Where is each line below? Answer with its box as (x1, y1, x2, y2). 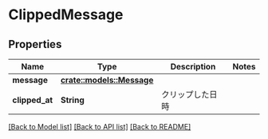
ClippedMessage (8, 6, 124, 24)
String (60, 94, 85, 105)
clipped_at (12, 94, 53, 105)
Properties (8, 38, 62, 51)
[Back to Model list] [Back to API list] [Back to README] (8, 122, 191, 131)
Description (170, 62, 216, 72)
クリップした (160, 89, 210, 100)
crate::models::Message (60, 74, 154, 85)
